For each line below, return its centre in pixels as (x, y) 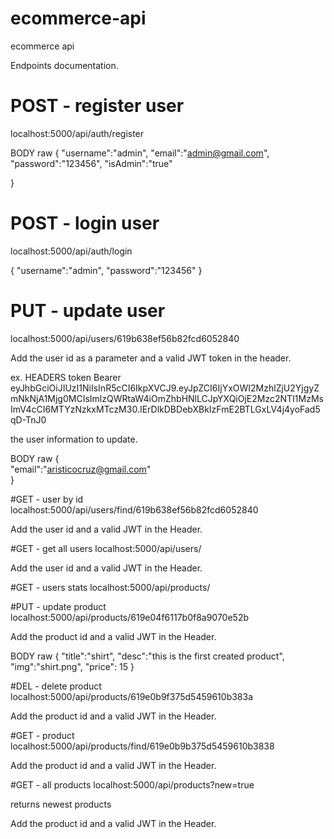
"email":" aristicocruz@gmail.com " (81, 469)
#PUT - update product (58, 606)
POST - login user (85, 223)
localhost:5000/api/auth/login (71, 251)
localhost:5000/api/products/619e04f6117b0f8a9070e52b (130, 617)
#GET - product (42, 735)
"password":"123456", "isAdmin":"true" (91, 163)
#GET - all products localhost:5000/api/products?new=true (132, 784)
